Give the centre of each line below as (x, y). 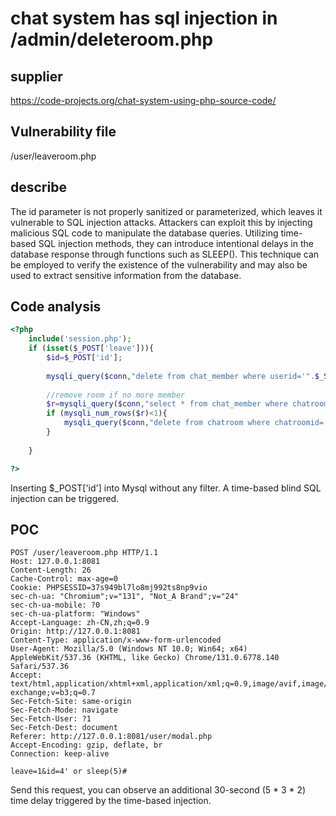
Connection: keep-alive (60, 754)
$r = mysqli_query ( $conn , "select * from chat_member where (167, 404)
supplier (36, 76)
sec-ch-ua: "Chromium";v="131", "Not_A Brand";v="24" (125, 597)
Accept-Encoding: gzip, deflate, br (86, 745)
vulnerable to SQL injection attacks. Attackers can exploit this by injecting (161, 222)
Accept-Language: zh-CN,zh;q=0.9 (80, 623)
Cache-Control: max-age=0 (64, 579)
